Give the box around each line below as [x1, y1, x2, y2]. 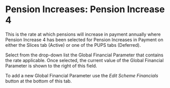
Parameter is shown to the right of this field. [5, 63, 98, 69]
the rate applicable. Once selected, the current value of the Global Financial [5, 57, 164, 63]
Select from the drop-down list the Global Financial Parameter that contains [5, 52, 164, 58]
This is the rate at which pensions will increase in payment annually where [5, 31, 161, 37]
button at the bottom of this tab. [5, 78, 72, 84]
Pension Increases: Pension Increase [5, 4, 165, 15]
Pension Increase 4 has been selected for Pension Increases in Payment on [5, 37, 164, 43]
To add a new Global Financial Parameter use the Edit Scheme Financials [5, 72, 159, 78]
